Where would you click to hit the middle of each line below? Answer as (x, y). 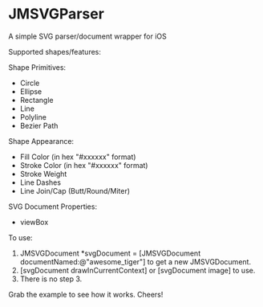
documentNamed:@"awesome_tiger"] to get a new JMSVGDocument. (135, 261)
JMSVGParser (56, 14)
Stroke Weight (43, 174)
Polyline (33, 117)
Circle (30, 83)
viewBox (34, 222)
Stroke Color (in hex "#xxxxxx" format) (84, 165)
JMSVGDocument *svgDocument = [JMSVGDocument (110, 253)
